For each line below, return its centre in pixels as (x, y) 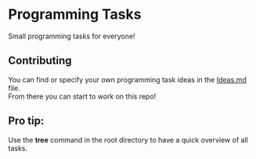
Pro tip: (26, 121)
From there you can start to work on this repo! (82, 96)
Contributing (40, 61)
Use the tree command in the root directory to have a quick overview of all (128, 139)
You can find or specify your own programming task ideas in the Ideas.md (127, 79)
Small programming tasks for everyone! (72, 36)
